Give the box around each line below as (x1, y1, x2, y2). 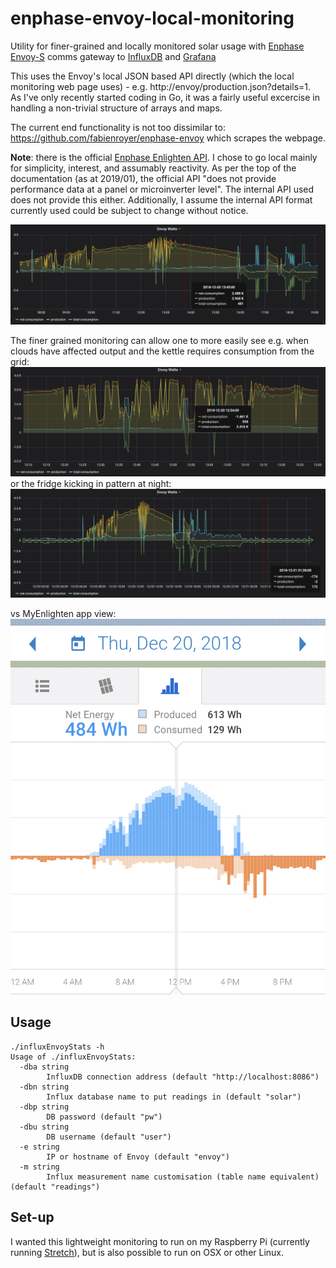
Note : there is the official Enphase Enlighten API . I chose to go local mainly (10, 151, 318, 163)
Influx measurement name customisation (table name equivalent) (46, 1172, 320, 1182)
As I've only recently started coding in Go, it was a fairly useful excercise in (10, 91, 320, 103)
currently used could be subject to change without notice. (10, 204, 249, 216)
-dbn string (19, 1082, 70, 1092)
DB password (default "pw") (46, 1112, 163, 1122)
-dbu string (19, 1122, 70, 1132)
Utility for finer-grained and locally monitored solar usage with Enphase (10, 40, 305, 52)
